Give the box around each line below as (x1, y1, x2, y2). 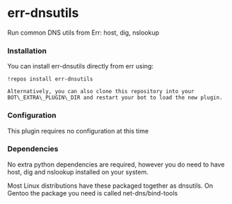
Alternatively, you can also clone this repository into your (7, 88, 195, 95)
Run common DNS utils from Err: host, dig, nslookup (7, 28, 160, 37)
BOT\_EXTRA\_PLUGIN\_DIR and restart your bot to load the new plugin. (7, 94, 223, 102)
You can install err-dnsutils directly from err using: (7, 62, 154, 71)
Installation (7, 46, 47, 56)
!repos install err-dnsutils (7, 76, 93, 83)
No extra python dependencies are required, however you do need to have (7, 160, 225, 169)
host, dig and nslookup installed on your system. (7, 167, 149, 176)
